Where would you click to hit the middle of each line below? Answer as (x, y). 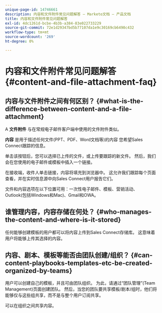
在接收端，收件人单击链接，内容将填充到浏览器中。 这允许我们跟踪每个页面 (81, 172)
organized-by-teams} (39, 271)
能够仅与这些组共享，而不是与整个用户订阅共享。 (54, 295)
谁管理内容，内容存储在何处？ (50, 212)
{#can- (142, 255)
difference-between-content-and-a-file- (69, 109)
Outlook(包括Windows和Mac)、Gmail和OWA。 (52, 195)
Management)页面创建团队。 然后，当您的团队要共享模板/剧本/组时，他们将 (81, 289)
